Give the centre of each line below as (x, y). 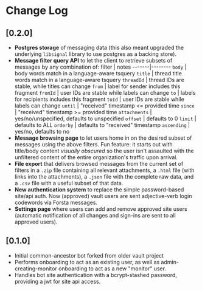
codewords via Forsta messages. (56, 202)
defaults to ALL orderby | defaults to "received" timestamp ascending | (102, 125)
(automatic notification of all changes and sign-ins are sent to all (95, 215)
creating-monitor (36, 269)
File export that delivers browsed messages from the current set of (99, 164)
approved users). (36, 222)
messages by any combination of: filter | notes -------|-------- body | (100, 67)
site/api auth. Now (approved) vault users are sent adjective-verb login (103, 196)
